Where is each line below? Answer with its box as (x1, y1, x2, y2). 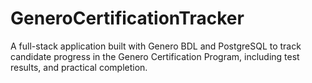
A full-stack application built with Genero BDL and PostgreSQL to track (10, 40, 302, 52)
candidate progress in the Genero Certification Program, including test (10, 50, 300, 62)
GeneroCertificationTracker (10, 7, 245, 30)
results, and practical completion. (10, 61, 148, 73)
